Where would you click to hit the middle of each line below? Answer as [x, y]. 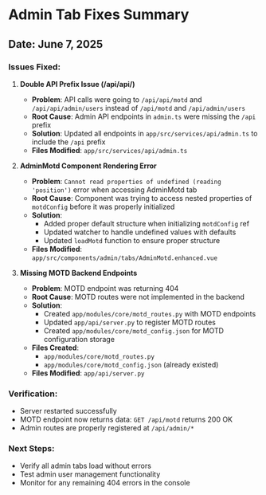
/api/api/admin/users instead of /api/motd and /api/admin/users [138, 108]
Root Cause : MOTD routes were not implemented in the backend [138, 297]
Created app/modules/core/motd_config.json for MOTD [134, 330]
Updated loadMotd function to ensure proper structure [132, 240]
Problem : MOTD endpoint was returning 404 [105, 288]
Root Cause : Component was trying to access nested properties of [142, 198]
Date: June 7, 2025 [56, 44]
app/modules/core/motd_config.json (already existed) [131, 364]
